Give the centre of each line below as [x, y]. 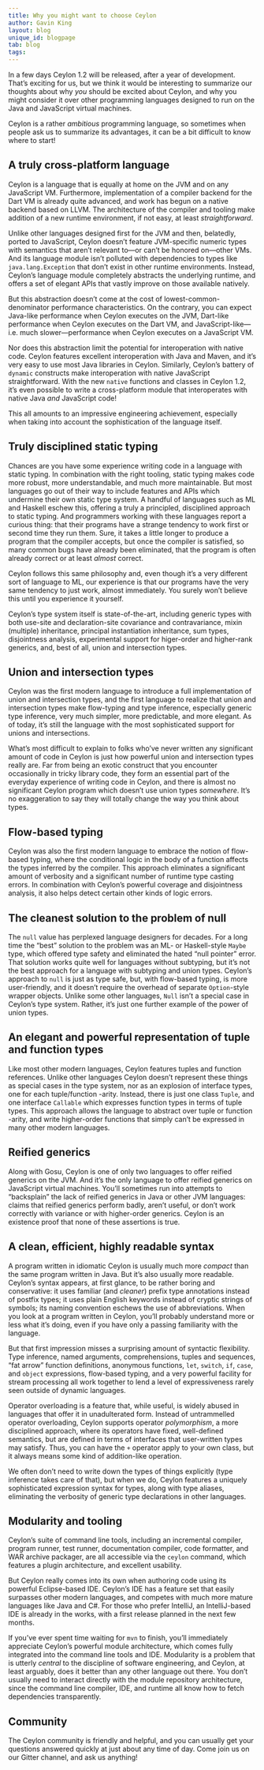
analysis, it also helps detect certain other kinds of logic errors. [110, 893]
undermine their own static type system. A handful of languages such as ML [132, 499]
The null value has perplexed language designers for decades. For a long [128, 937]
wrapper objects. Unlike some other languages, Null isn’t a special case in [129, 996]
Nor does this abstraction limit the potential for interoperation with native [126, 348]
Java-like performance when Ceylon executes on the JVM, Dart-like [119, 315]
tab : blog [24, 45]
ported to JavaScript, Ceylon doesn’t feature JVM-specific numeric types [127, 241]
